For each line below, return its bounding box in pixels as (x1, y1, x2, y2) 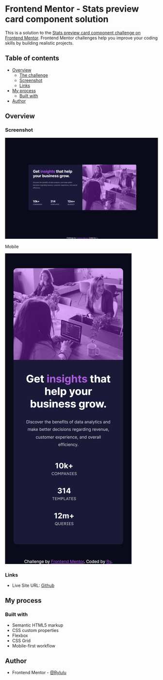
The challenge (19, 72, 49, 78)
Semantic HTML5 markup (12, 622, 64, 628)
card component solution (5, 14, 109, 25)
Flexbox (12, 632, 28, 638)
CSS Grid (12, 637, 31, 644)
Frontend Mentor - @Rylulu (12, 670, 67, 676)
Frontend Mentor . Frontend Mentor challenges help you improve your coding (5, 35, 158, 41)
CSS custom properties (12, 627, 59, 633)
